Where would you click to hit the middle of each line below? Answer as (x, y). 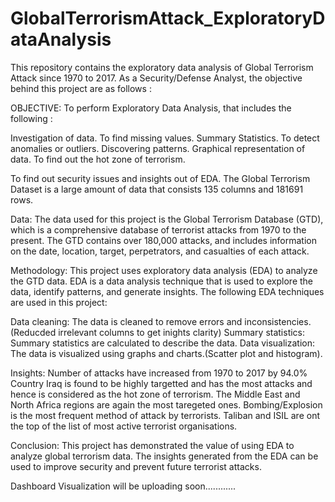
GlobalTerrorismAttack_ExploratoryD (168, 18)
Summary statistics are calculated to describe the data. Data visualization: (163, 343)
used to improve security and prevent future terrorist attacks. (136, 466)
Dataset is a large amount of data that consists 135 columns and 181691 (157, 189)
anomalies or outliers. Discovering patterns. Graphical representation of (158, 148)
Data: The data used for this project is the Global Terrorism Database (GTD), (167, 219)
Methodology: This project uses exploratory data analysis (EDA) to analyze (164, 270)
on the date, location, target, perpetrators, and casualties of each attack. (160, 251)
